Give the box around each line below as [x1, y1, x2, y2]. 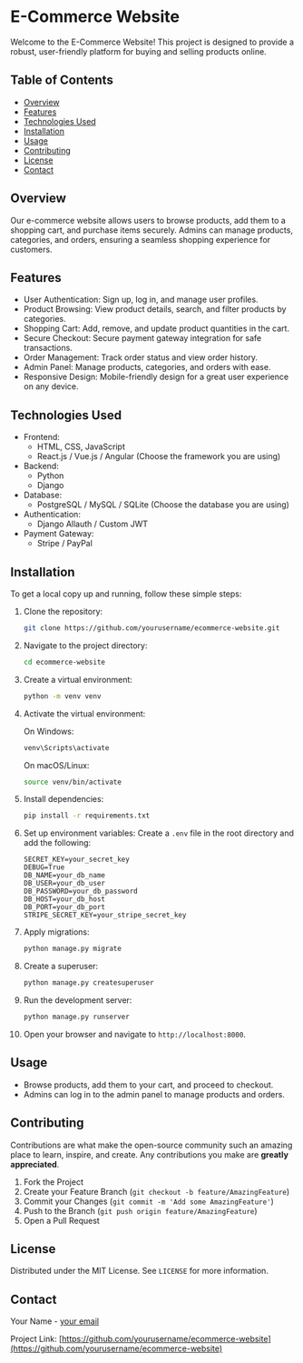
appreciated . [10, 1158, 60, 1169]
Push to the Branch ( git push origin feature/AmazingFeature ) [23, 1205, 258, 1216]
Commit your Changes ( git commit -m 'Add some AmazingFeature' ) [23, 1196, 275, 1207]
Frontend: [23, 432, 60, 443]
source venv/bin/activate [23, 777, 122, 787]
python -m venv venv [23, 691, 102, 701]
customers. [10, 244, 53, 255]
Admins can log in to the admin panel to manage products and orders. [23, 1088, 285, 1099]
